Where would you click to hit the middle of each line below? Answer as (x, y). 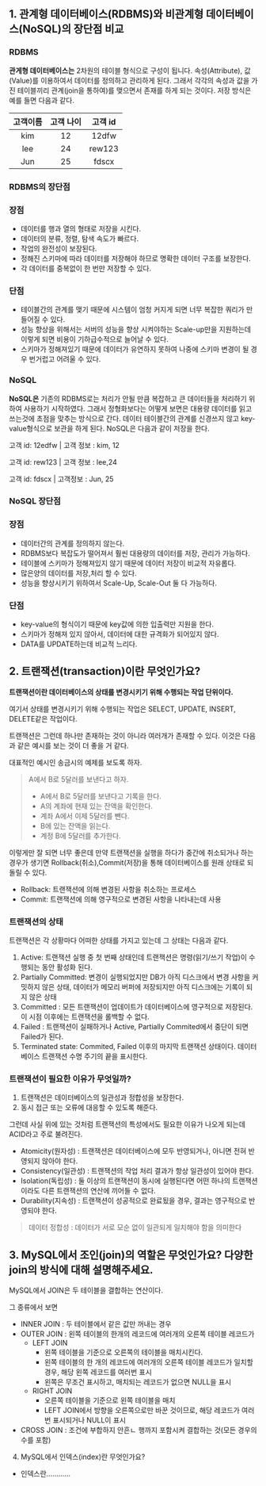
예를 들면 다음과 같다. (42, 100)
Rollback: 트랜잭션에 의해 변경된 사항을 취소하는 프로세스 (108, 889)
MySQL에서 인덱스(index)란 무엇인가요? (83, 1457)
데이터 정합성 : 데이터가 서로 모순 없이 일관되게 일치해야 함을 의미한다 (135, 1227)
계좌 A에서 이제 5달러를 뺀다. (85, 816)
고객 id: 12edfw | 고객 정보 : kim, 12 (64, 445)
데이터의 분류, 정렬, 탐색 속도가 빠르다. (80, 238)
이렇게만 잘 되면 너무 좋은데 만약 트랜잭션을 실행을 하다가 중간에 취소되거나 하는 (131, 852)
